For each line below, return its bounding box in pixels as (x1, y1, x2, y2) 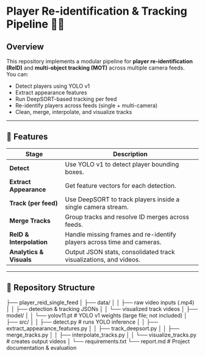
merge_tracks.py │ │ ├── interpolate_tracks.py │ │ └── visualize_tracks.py (6, 331, 197, 338)
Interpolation (9, 238, 48, 246)
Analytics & (9, 247, 44, 256)
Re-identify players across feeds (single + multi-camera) (15, 102, 158, 109)
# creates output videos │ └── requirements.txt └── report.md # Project (6, 337, 190, 345)
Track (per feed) (9, 199, 58, 207)
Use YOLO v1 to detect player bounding (65, 160, 179, 168)
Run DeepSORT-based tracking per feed (15, 96, 117, 102)
